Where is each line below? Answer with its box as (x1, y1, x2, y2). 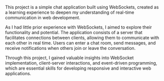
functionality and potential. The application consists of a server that (5, 30, 143, 35)
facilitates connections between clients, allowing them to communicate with (5, 35, 160, 40)
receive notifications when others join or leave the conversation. (5, 45, 136, 51)
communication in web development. (5, 15, 81, 20)
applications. (5, 71, 31, 76)
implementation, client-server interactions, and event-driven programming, (5, 60, 158, 66)
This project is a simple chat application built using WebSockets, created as (5, 4, 159, 10)
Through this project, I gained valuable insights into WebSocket (5, 55, 134, 61)
